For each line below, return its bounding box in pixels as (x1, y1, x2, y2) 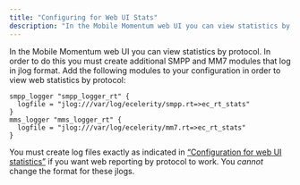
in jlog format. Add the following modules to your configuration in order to (9, 64, 281, 76)
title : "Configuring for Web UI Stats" (9, 13, 159, 22)
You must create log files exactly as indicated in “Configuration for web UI (9, 147, 282, 157)
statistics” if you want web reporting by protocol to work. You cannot (9, 156, 264, 166)
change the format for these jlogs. (9, 165, 135, 176)
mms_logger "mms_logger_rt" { (9, 115, 123, 124)
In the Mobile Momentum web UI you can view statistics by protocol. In (9, 46, 271, 56)
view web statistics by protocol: (9, 74, 126, 85)
